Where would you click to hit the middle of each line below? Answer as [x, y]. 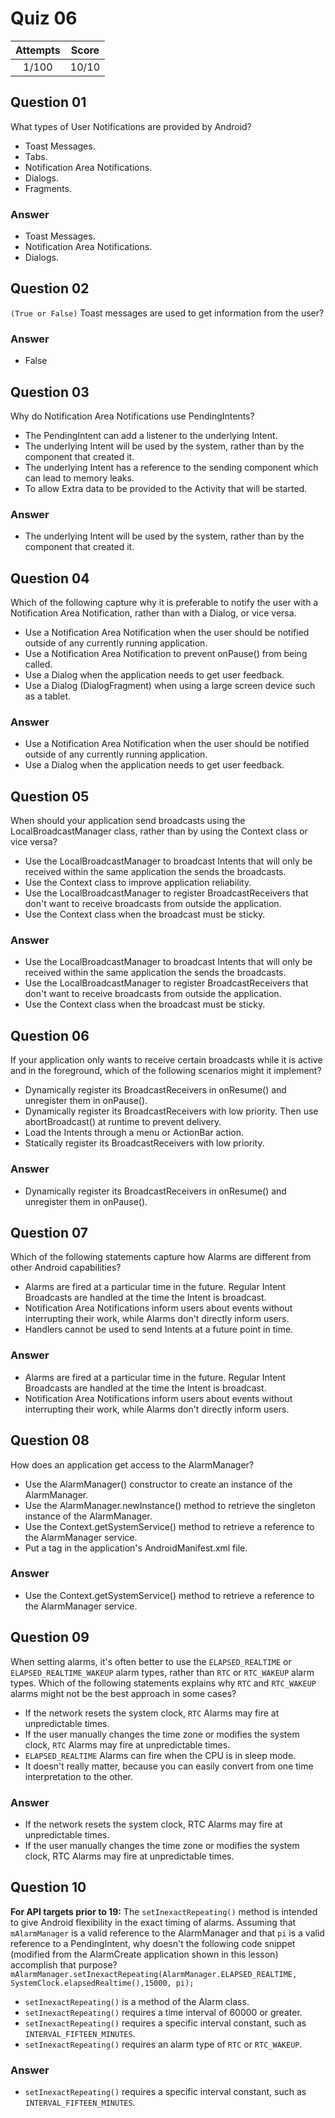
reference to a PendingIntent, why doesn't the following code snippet [153, 1943]
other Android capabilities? [66, 1268]
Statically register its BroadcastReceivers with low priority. [144, 1143]
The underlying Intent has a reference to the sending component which [171, 467]
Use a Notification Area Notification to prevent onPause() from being [166, 654]
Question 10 [48, 1887]
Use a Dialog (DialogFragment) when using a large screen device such [170, 686]
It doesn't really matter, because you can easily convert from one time [169, 1766]
